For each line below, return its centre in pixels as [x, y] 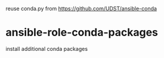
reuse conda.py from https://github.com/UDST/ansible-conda [81, 9]
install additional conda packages [47, 49]
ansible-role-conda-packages [82, 33]
